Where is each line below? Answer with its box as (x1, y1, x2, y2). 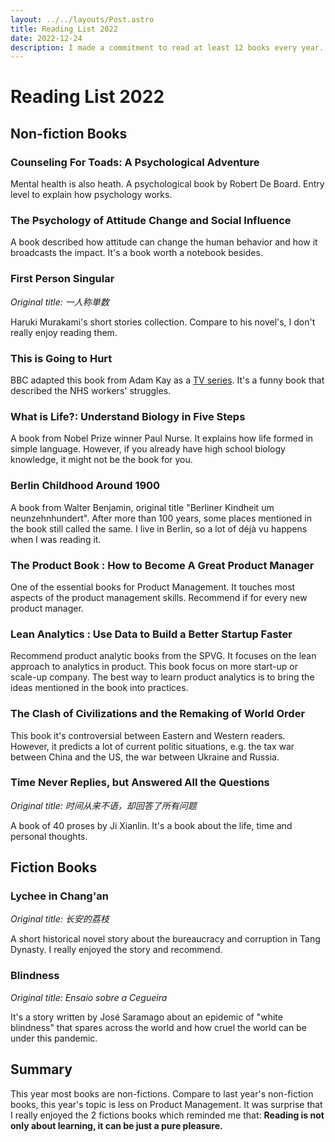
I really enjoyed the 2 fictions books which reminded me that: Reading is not (10, 1109, 325, 1121)
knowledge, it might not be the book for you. (10, 454, 193, 466)
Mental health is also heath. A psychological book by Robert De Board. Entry (10, 178, 325, 190)
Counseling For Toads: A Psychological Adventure (10, 155, 260, 169)
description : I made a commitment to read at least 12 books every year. (10, 42, 325, 53)
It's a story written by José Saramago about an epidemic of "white (10, 1011, 283, 1023)
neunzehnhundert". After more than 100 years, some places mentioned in (10, 512, 312, 524)
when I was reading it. (10, 533, 102, 545)
